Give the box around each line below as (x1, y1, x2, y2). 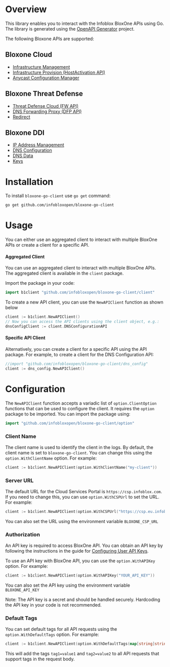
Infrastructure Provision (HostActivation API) (12, 69, 105, 75)
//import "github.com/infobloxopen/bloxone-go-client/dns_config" (5, 361, 148, 367)
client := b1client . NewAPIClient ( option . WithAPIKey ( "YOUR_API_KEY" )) (5, 573, 155, 578)
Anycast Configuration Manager (12, 75, 79, 81)
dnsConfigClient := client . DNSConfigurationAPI (5, 324, 108, 329)
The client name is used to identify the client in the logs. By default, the (5, 444, 153, 450)
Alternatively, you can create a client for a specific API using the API (5, 346, 147, 352)
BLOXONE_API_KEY (5, 588, 39, 593)
